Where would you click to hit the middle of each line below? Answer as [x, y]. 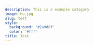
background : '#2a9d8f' [32, 27]
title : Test [17, 36]
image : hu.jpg [19, 14]
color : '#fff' [23, 32]
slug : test [16, 18]
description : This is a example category [47, 9]
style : [12, 23]
